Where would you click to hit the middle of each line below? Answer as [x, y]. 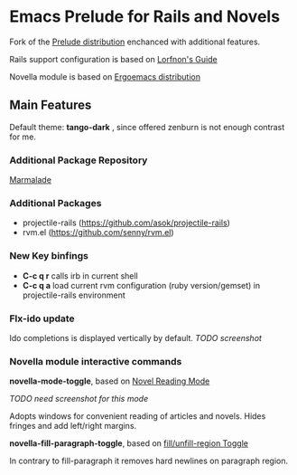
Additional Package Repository [79, 160]
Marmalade [31, 180]
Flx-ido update [42, 318]
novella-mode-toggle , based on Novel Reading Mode [110, 381]
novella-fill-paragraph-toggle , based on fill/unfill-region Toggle [129, 443]
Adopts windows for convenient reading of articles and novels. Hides [138, 416]
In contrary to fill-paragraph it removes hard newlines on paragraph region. [149, 461]
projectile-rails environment [74, 295]
